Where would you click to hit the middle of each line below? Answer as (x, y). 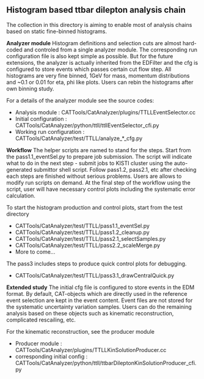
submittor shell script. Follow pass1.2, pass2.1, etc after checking (115, 169)
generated (19, 169)
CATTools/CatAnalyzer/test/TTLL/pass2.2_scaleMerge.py (88, 245)
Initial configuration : (41, 119)
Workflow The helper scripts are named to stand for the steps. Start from (99, 150)
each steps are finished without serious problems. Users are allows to (94, 176)
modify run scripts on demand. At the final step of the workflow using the (98, 182)
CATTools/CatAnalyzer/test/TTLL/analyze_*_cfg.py (79, 138)
